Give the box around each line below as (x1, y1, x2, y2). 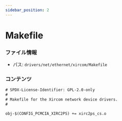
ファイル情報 (5, 49, 37, 56)
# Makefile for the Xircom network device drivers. (5, 97, 118, 103)
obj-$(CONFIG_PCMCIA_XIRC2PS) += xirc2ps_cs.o (5, 111, 107, 116)
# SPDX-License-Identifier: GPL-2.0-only (5, 88, 95, 93)
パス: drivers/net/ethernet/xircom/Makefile (12, 62, 108, 68)
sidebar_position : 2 (5, 7, 50, 13)
